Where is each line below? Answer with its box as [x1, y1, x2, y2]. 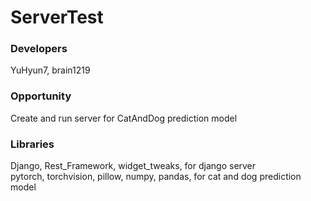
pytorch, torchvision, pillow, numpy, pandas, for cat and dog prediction [10, 171, 302, 183]
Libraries [10, 137, 55, 151]
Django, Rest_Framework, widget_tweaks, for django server [10, 160, 257, 172]
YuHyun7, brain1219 [10, 64, 91, 76]
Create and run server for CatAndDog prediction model [10, 112, 238, 124]
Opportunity [10, 89, 72, 103]
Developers [10, 42, 68, 56]
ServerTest [10, 6, 104, 29]
